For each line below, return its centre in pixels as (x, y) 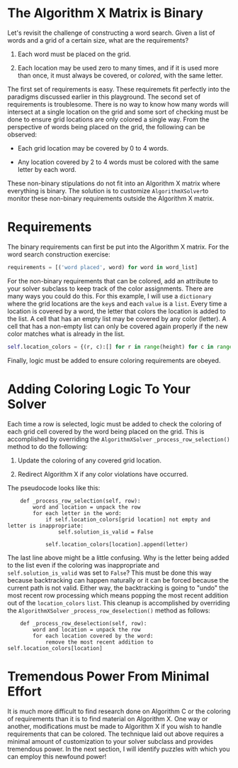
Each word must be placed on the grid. (74, 54)
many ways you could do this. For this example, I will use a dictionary (109, 296)
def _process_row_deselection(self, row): (84, 623)
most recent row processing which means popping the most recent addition (118, 595)
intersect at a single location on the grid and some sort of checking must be (118, 112)
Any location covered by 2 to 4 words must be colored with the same (118, 162)
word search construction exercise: (59, 254)
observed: (22, 134)
